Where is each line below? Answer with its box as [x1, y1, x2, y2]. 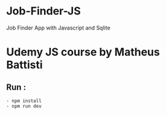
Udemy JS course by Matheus [6, 45, 160, 59]
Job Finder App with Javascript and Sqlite [6, 24, 110, 31]
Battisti [6, 58, 43, 72]
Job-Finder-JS [6, 4, 81, 18]
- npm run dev [6, 103, 42, 109]
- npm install [6, 98, 42, 104]
